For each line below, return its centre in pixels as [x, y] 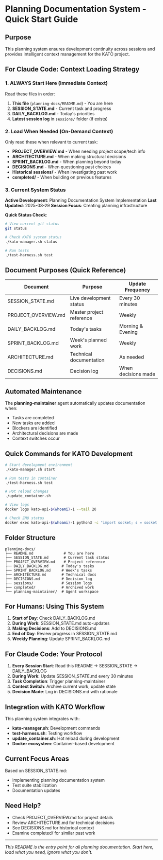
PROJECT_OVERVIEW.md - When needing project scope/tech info [79, 151]
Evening [129, 332]
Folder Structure [30, 538]
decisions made [137, 374]
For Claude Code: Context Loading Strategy [72, 69]
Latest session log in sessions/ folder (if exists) [60, 119]
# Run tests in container [31, 478]
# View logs [17, 505]
